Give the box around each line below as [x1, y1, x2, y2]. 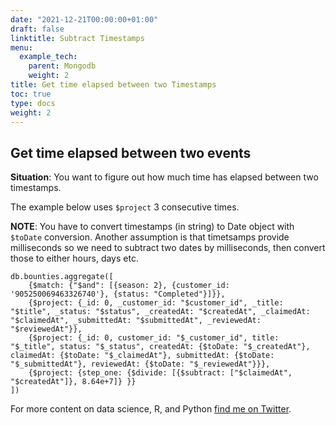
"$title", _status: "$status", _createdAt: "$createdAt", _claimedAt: [10, 307, 311, 317]
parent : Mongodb [28, 61, 97, 71]
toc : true [10, 89, 52, 99]
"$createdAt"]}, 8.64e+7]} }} [10, 377, 137, 387]
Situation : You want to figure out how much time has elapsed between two [10, 171, 319, 183]
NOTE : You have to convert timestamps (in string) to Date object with [10, 221, 295, 233]
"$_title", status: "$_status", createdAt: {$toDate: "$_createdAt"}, [10, 342, 311, 352]
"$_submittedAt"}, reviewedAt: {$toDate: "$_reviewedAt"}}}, [10, 359, 271, 370]
